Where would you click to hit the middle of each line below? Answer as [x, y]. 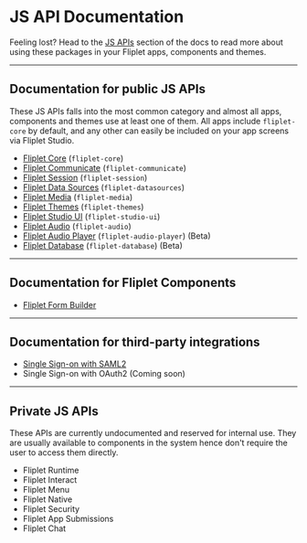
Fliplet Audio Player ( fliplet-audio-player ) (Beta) [117, 236]
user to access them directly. [64, 452]
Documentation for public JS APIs [108, 89]
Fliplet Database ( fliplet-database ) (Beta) [102, 245]
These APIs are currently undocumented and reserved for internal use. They [153, 433]
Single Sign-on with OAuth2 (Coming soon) [104, 374]
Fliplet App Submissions [68, 519]
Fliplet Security [51, 509]
